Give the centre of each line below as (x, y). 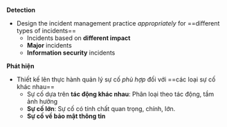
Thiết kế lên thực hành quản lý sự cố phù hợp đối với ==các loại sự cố (116, 79)
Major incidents (49, 45)
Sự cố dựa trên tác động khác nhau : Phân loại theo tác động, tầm (120, 94)
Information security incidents (71, 52)
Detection (21, 10)
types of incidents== (46, 31)
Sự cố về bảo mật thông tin (66, 116)
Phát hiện (20, 66)
